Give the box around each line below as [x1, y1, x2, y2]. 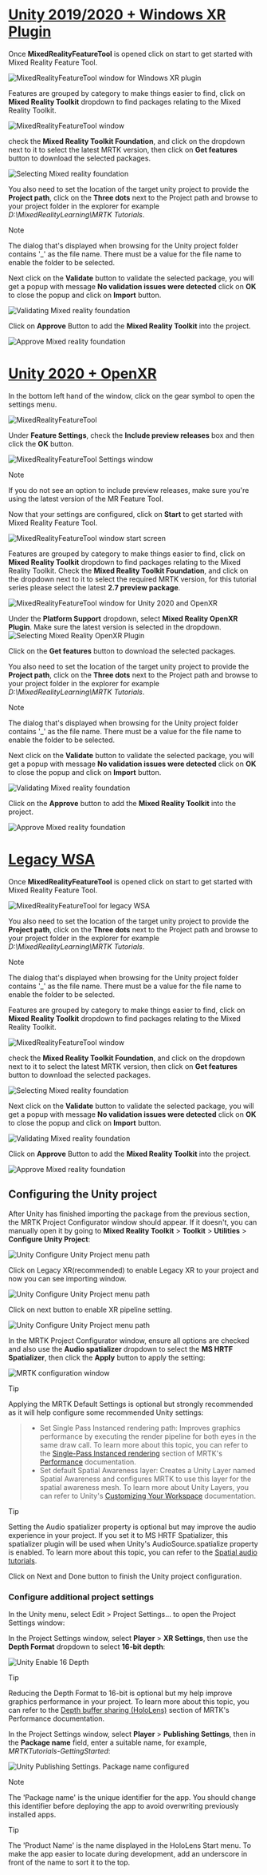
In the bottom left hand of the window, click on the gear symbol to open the [8, 391, 255, 400]
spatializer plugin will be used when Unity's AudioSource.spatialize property [8, 1539, 259, 1548]
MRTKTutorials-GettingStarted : [8, 1746, 111, 1755]
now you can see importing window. [8, 1273, 128, 1283]
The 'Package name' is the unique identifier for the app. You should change [8, 1792, 257, 1802]
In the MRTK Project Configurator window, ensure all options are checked [8, 1336, 249, 1345]
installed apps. [8, 1809, 57, 1819]
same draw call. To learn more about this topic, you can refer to [39, 1440, 249, 1449]
